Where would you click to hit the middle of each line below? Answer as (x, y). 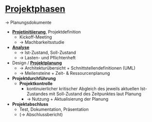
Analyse (21, 47)
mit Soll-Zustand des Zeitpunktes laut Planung (95, 94)
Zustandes (37, 94)
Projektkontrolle (36, 83)
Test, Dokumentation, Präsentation (54, 109)
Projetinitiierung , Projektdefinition (46, 32)
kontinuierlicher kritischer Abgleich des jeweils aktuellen (83, 88)
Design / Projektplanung (37, 63)
